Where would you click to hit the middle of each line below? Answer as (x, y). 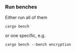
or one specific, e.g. (25, 36)
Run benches (21, 7)
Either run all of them (26, 18)
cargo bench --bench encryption (38, 45)
